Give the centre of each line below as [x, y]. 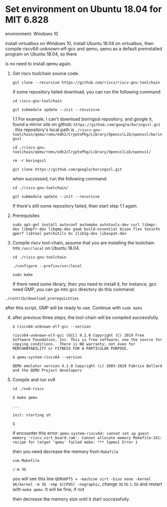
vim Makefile [26, 460]
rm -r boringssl [29, 160]
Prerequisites [26, 215]
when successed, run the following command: [60, 178]
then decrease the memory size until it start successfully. [71, 499]
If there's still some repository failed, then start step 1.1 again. [75, 205]
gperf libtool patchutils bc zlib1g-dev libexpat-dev [69, 233]
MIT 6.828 [27, 20]
